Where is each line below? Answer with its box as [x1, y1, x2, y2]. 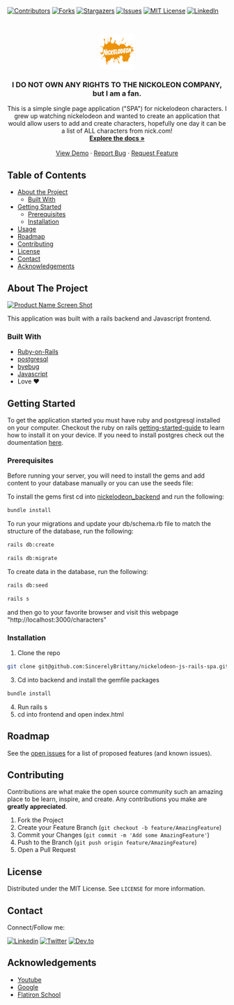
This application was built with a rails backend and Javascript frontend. [7, 314, 212, 323]
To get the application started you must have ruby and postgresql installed [7, 416, 221, 425]
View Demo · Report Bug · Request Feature [55, 149, 179, 157]
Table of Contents [7, 169, 87, 181]
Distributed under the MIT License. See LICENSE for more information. [7, 884, 205, 893]
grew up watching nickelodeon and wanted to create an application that [14, 112, 220, 120]
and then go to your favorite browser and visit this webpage [7, 608, 179, 616]
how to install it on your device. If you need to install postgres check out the [7, 431, 225, 439]
